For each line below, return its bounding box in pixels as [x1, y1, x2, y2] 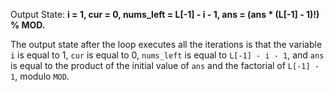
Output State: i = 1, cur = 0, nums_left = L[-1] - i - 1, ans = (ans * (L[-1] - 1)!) [10, 9, 320, 20]
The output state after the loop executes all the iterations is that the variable [10, 39, 323, 50]
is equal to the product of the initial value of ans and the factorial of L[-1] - [10, 60, 320, 71]
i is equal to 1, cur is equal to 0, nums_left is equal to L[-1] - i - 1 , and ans [10, 49, 325, 61]
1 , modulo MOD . [10, 70, 70, 82]
